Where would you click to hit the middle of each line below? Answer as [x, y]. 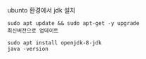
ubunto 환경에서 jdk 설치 [41, 10]
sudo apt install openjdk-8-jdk [54, 43]
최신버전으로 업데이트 [33, 31]
